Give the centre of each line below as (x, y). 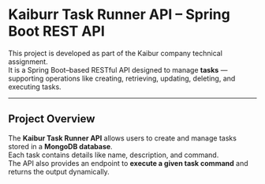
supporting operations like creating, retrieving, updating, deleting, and (122, 78)
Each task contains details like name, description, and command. (114, 155)
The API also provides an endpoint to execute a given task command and (128, 163)
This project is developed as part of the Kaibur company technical (116, 53)
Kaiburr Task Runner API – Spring (119, 15)
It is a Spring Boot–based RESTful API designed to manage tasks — (118, 69)
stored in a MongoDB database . (60, 146)
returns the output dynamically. (59, 171)
